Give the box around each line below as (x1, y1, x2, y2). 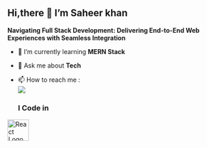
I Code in (17, 102, 49, 112)
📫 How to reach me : (17, 75, 80, 84)
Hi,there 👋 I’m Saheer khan (7, 7, 128, 19)
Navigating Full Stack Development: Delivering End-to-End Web (7, 26, 200, 34)
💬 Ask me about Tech (17, 61, 82, 70)
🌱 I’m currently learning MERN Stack (17, 47, 126, 55)
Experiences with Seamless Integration (7, 33, 126, 42)
